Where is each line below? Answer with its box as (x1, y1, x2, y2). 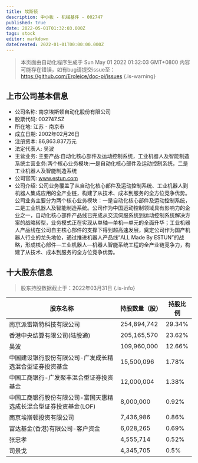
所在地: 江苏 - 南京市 (14, 122, 65, 130)
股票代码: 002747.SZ (14, 115, 65, 122)
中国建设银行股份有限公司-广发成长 (9, 353, 108, 361)
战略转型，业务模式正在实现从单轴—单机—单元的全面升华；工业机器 (25, 219, 190, 226)
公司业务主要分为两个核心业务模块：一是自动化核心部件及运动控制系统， (14, 196, 190, 204)
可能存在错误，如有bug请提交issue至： (20, 66, 115, 73)
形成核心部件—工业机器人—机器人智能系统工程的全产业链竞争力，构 (25, 241, 190, 248)
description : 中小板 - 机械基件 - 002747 (6, 14, 103, 20)
